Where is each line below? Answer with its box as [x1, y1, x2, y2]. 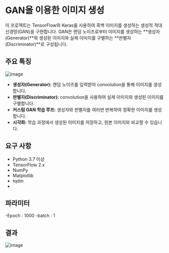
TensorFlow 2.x [12, 162, 45, 168]
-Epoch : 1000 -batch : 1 [5, 213, 55, 219]
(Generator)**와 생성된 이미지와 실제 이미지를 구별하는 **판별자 [5, 35, 131, 41]
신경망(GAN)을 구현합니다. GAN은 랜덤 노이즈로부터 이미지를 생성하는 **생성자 [5, 28, 160, 34]
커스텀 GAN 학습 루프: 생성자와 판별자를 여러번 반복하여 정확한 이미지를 [12, 106, 153, 112]
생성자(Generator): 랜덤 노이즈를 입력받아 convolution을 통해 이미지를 [12, 81, 152, 87]
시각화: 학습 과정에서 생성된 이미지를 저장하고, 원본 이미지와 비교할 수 [12, 119, 149, 125]
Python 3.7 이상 [12, 156, 45, 162]
